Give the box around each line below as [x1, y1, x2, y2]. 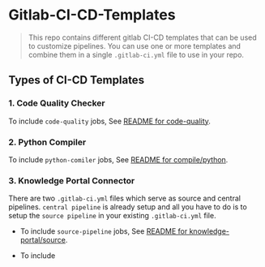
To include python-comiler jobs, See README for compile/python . [8, 154, 229, 164]
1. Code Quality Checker [8, 97, 105, 109]
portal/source [19, 235, 66, 245]
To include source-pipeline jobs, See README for [19, 226, 188, 236]
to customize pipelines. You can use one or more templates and [28, 41, 241, 50]
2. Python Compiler [8, 136, 87, 148]
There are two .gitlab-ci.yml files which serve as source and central [8, 193, 241, 204]
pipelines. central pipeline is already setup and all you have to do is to [8, 202, 247, 212]
